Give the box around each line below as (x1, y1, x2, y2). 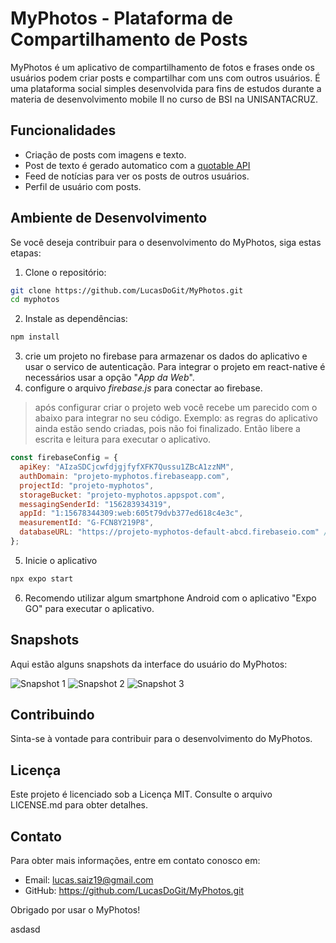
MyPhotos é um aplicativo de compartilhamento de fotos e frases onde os (10, 61, 315, 73)
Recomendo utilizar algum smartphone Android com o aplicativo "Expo (24, 592, 317, 604)
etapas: (10, 247, 42, 259)
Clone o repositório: (24, 266, 107, 278)
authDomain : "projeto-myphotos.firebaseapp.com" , (19, 471, 230, 481)
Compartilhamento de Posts (10, 28, 248, 51)
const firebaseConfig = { (10, 453, 118, 463)
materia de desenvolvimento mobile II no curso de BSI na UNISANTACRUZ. (10, 93, 318, 105)
